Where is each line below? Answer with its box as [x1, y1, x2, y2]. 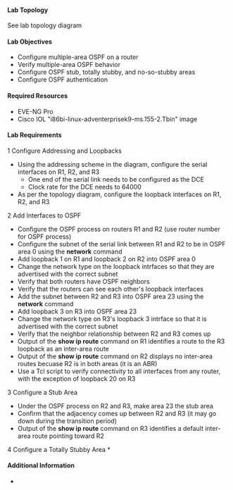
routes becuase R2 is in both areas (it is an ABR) [17, 359, 158, 367]
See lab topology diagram [7, 21, 82, 30]
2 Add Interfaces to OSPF [7, 211, 82, 220]
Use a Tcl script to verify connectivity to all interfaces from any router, [17, 367, 221, 375]
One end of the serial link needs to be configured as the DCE [27, 175, 204, 183]
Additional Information [7, 461, 75, 470]
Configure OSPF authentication [17, 75, 108, 84]
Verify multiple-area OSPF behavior [17, 61, 121, 69]
